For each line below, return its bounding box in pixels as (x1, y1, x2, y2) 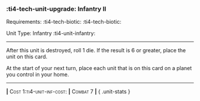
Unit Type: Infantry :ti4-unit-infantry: (6, 30, 96, 37)
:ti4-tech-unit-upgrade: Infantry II (6, 5, 107, 13)
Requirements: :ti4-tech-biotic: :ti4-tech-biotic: (6, 18, 122, 26)
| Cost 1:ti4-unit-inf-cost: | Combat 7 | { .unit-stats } (6, 88, 131, 95)
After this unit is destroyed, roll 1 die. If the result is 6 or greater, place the (6, 47, 186, 54)
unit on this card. (6, 53, 48, 61)
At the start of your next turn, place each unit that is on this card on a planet (6, 65, 192, 72)
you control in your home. (6, 71, 70, 78)
